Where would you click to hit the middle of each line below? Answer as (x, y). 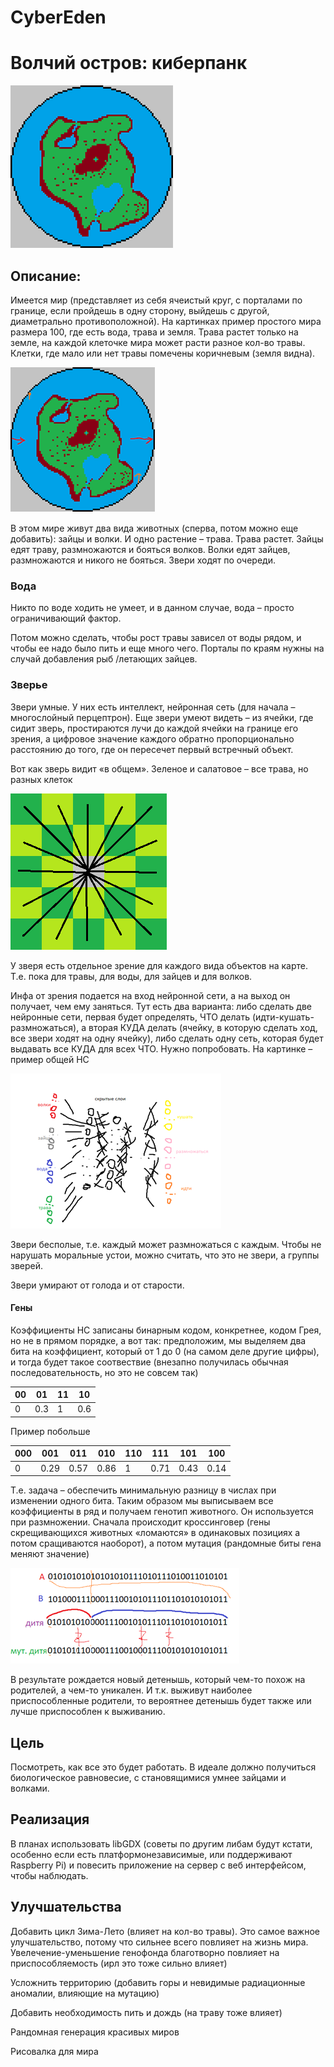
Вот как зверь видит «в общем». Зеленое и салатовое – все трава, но (159, 768)
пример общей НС (50, 1059)
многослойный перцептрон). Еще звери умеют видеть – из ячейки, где (162, 717)
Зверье (29, 685)
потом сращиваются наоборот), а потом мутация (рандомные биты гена (166, 1543)
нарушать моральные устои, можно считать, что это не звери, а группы (165, 1255)
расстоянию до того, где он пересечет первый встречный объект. (152, 749)
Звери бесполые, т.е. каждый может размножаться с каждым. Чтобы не (166, 1244)
